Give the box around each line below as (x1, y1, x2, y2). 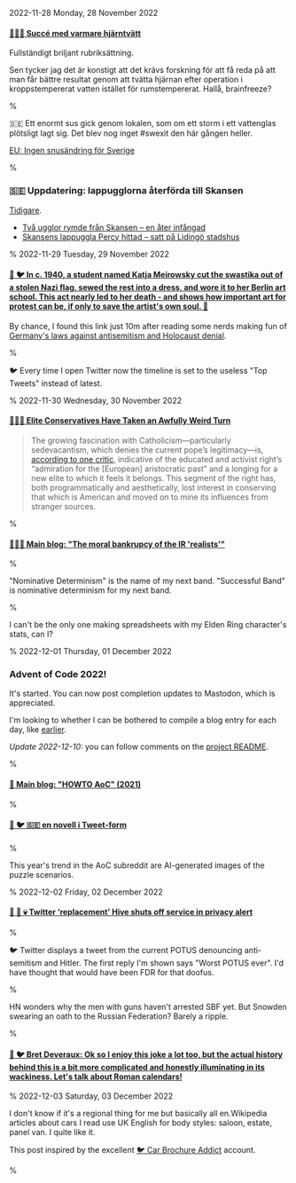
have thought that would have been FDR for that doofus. (9, 967, 214, 978)
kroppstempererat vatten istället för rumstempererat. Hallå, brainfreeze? (9, 83, 272, 94)
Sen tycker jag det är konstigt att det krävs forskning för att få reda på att (9, 65, 277, 75)
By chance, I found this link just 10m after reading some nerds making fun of (9, 320, 288, 331)
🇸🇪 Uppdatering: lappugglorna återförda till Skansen (9, 185, 244, 197)
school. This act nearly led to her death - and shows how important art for (9, 292, 286, 303)
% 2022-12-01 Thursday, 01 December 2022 (9, 646, 172, 657)
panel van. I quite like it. (9, 1127, 96, 1138)
